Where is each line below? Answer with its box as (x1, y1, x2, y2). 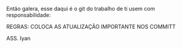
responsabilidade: (6, 11, 52, 19)
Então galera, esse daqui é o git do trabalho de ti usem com (6, 5, 155, 12)
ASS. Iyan (6, 35, 31, 41)
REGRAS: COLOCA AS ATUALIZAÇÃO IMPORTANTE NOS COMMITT (6, 23, 176, 30)
